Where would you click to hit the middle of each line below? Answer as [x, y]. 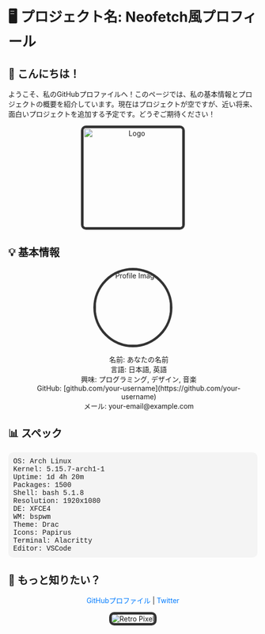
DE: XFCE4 [32, 509]
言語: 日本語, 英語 [139, 369]
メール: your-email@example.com [139, 405]
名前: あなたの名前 [138, 359]
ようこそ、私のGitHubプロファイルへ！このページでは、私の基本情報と [123, 94]
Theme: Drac [36, 524]
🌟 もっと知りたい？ [55, 580]
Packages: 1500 [42, 485]
